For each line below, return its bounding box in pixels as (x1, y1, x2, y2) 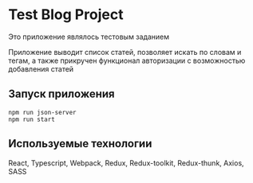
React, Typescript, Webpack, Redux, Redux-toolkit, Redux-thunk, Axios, (8, 158, 245, 168)
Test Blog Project (8, 6, 124, 24)
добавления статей (8, 64, 74, 73)
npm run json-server (8, 108, 77, 116)
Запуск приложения (8, 88, 115, 101)
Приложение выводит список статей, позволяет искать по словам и (8, 47, 242, 56)
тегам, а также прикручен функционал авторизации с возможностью (8, 56, 246, 65)
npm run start (8, 115, 56, 123)
